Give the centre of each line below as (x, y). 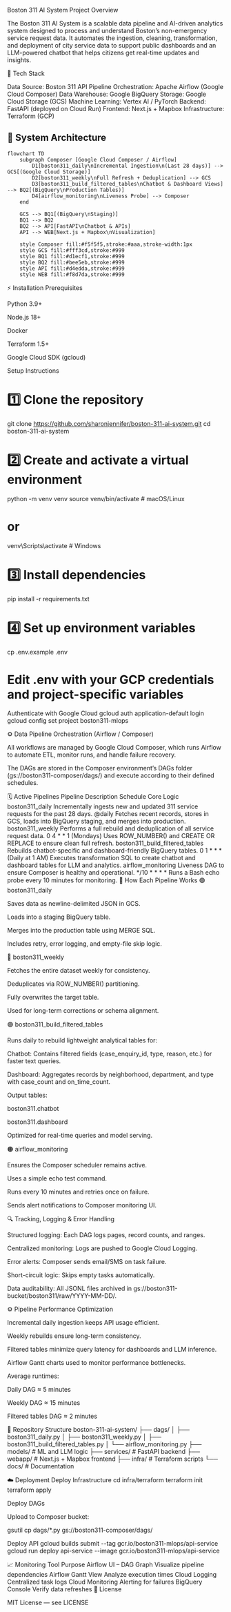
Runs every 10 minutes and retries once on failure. (78, 1192)
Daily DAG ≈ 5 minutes (39, 1390)
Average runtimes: (33, 1376)
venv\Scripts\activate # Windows (54, 545)
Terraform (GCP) (31, 116)
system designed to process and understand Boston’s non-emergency (107, 31)
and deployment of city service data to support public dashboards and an (112, 45)
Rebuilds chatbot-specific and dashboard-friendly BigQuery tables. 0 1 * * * (114, 851)
